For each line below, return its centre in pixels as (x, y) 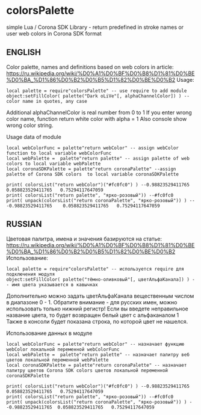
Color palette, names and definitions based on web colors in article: (90, 67)
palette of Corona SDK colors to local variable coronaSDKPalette (93, 174)
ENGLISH (23, 53)
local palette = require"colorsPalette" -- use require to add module (97, 91)
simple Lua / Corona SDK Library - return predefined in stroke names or (95, 27)
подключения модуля (31, 274)
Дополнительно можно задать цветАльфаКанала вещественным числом (100, 296)
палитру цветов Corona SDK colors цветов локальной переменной (87, 370)
